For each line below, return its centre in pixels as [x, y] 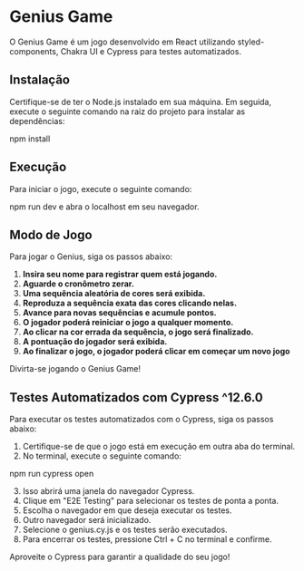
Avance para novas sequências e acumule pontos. [119, 313]
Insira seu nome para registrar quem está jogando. [120, 275]
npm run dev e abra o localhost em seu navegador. [104, 207]
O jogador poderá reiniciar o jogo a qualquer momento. [128, 323]
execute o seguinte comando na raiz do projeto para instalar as [127, 111]
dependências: [37, 121]
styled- [251, 42]
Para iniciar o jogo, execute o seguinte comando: [101, 189]
